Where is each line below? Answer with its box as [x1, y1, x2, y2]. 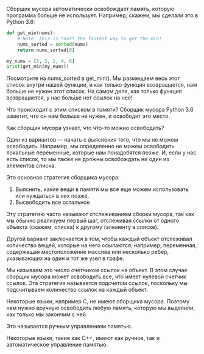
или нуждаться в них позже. [15, 192, 90, 200]
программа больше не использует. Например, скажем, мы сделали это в [6, 12, 199, 19]
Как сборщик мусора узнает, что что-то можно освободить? [6, 125, 164, 132]
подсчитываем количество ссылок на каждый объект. [6, 286, 148, 294]
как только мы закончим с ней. [6, 311, 88, 318]
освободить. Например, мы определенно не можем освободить [6, 143, 175, 150]
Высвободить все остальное [15, 198, 90, 206]
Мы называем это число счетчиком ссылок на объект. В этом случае [6, 267, 188, 274]
